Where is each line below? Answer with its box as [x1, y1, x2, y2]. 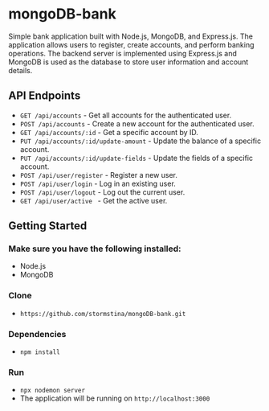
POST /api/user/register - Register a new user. [19, 170, 178, 179]
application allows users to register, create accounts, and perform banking [8, 39, 255, 49]
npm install [19, 348, 60, 356]
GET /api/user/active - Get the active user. [19, 195, 168, 205]
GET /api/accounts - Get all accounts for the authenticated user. [19, 110, 232, 120]
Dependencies [8, 328, 67, 339]
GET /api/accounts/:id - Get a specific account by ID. [19, 127, 199, 137]
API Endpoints [8, 89, 81, 103]
